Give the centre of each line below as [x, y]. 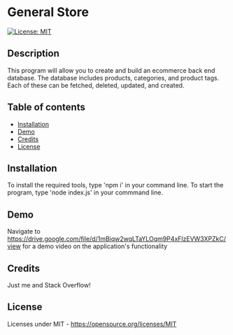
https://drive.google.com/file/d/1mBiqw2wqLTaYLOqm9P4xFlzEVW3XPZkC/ [116, 239]
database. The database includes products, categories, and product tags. [113, 78]
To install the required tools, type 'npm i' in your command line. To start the [115, 185]
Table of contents [46, 107]
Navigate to [24, 231]
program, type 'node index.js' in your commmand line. [85, 192]
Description [33, 54]
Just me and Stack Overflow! [49, 285]
